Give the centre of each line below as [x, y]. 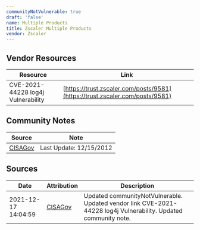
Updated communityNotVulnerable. [133, 195]
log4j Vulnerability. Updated [143, 210]
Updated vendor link [112, 203]
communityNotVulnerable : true [44, 12]
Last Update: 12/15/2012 [76, 148]
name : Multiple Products [37, 23]
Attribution [62, 185]
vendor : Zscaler [26, 34]
